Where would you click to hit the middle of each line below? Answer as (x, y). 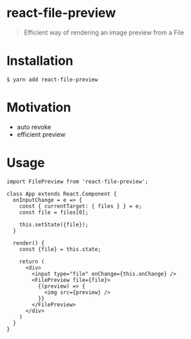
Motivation (39, 108)
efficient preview (41, 134)
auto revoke (34, 127)
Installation (40, 61)
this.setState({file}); (54, 224)
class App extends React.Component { (62, 194)
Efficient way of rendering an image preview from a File (104, 32)
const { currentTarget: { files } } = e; (80, 206)
